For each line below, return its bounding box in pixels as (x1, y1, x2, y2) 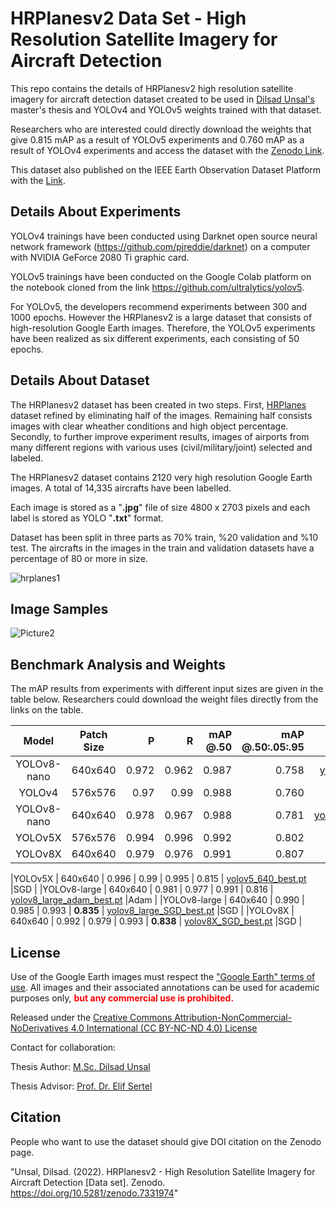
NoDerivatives (10, 1022, 69, 1034)
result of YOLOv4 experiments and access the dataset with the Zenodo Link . (10, 144, 325, 156)
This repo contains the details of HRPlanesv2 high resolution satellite (10, 82, 294, 94)
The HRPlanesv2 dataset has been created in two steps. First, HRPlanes (10, 398, 307, 411)
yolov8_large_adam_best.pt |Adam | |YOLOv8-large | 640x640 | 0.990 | (10, 894, 305, 906)
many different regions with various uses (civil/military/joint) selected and (10, 441, 313, 453)
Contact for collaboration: (10, 1042, 117, 1053)
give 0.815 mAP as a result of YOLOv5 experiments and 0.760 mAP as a (10, 133, 305, 146)
